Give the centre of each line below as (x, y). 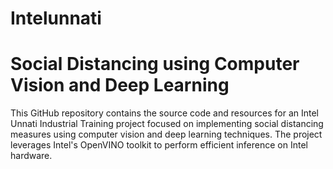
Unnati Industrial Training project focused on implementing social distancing (167, 124)
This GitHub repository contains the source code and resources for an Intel (165, 113)
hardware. (31, 156)
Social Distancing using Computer (155, 64)
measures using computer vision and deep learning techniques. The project (166, 134)
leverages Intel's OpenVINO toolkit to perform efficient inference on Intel (159, 145)
